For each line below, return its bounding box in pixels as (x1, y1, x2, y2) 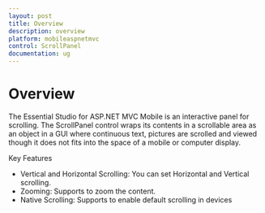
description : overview (8, 27, 85, 35)
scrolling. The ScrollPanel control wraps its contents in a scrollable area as (8, 120, 257, 130)
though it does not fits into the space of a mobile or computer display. (8, 137, 241, 147)
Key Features (8, 153, 53, 163)
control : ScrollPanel (8, 42, 82, 50)
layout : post (8, 11, 53, 20)
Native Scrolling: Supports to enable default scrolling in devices (19, 194, 233, 204)
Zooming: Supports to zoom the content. (19, 186, 156, 196)
